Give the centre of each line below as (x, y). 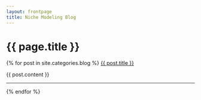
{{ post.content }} (28, 74)
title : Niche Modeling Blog (41, 17)
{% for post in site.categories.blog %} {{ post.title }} (70, 63)
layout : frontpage (29, 12)
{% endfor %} (23, 92)
